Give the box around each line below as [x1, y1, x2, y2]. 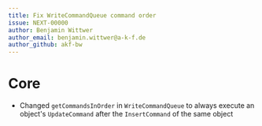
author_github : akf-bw [8, 41, 83, 49]
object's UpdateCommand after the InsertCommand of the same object [19, 109, 234, 119]
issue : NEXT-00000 [8, 19, 68, 27]
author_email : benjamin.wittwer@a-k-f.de [8, 33, 146, 42]
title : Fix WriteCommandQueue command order [8, 11, 157, 20]
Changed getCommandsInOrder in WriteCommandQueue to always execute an [19, 101, 255, 110]
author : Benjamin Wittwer [8, 26, 93, 34]
